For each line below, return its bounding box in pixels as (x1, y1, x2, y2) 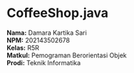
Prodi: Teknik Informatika (6, 58, 81, 67)
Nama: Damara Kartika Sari (6, 28, 87, 37)
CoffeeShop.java (6, 5, 108, 21)
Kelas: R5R (6, 43, 40, 52)
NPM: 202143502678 (6, 35, 71, 44)
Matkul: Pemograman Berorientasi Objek (6, 51, 128, 60)
